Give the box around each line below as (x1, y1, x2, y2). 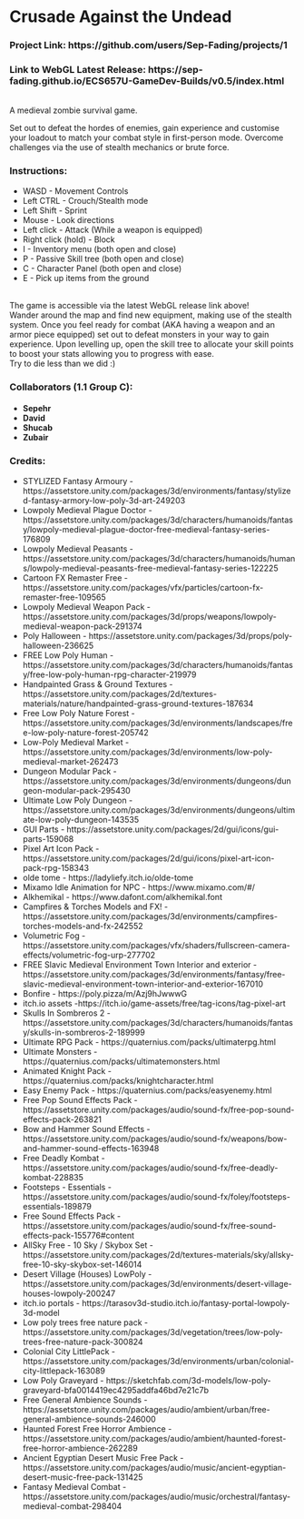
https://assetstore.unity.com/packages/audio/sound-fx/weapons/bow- (22, 1133, 288, 1144)
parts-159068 (22, 833, 74, 844)
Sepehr (22, 403, 52, 414)
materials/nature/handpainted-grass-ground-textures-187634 (22, 698, 254, 709)
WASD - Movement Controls (22, 185, 129, 197)
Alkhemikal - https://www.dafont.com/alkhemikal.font (22, 891, 222, 902)
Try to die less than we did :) (9, 358, 116, 369)
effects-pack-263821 (22, 1113, 103, 1125)
